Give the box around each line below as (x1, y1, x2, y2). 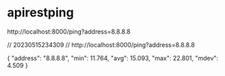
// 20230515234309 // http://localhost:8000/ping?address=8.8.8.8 (7, 40, 196, 49)
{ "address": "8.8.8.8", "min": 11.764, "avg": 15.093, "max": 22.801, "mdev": (7, 53, 219, 62)
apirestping (7, 5, 74, 21)
